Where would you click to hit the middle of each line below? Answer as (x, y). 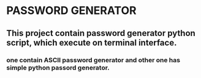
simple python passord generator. (58, 68)
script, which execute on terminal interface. (92, 42)
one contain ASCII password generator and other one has (93, 60)
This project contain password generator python (101, 33)
